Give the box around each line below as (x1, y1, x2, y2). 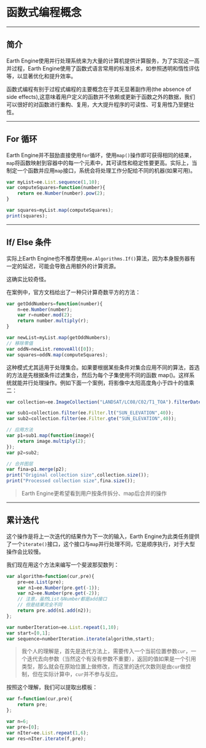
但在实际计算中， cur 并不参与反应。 (32, 671, 121, 678)
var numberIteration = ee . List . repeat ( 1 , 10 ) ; (6, 624, 120, 630)
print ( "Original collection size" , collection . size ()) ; (6, 472, 150, 478)
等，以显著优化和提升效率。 (6, 72, 77, 80)
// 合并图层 (6, 461, 34, 467)
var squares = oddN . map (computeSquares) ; (6, 351, 109, 358)
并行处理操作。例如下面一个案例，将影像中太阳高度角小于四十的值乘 (22, 379, 194, 386)
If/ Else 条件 (6, 237, 51, 247)
